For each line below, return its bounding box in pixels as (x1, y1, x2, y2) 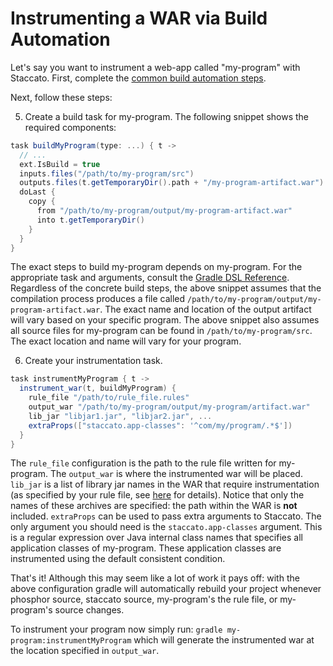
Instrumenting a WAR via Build (10, 7, 268, 30)
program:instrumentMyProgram (10, 636, 132, 646)
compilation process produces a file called (10, 293, 186, 305)
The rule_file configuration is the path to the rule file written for (10, 457, 277, 469)
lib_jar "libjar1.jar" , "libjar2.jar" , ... (28, 411, 213, 421)
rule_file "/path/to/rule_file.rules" (28, 393, 190, 403)
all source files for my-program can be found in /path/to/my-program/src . (10, 325, 313, 337)
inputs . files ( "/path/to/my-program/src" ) (19, 168, 195, 179)
